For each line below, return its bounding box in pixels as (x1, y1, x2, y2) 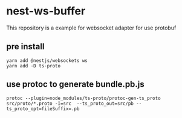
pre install (6, 42, 45, 52)
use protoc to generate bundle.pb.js (6, 79, 145, 90)
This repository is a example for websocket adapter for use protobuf (6, 24, 177, 31)
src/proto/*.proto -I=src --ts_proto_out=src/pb (6, 101, 134, 107)
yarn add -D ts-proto (6, 63, 61, 69)
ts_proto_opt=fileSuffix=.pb (6, 105, 80, 112)
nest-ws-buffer (6, 4, 86, 18)
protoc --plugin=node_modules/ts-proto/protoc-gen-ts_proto (6, 95, 161, 101)
